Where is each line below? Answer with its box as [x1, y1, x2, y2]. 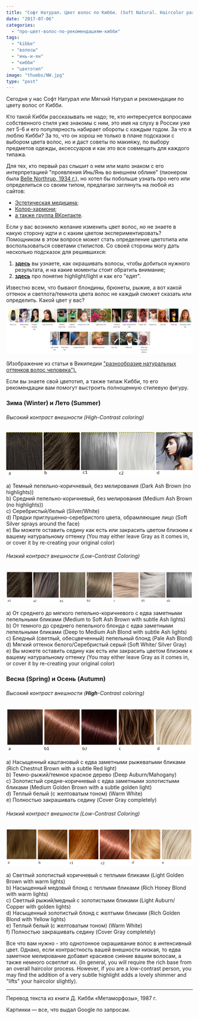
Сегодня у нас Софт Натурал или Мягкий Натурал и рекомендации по [6, 95, 184, 103]
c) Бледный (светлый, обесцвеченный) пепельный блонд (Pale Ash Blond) [6, 635, 193, 642]
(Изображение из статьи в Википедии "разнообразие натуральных [6, 360, 176, 367]
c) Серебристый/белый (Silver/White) [6, 507, 100, 514]
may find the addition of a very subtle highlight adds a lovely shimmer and [6, 972, 187, 979]
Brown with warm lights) [6, 878, 66, 885]
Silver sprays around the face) [6, 520, 80, 527]
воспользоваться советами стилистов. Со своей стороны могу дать [6, 242, 179, 249]
